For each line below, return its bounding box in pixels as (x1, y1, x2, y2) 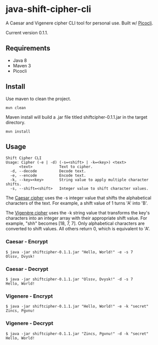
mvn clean (5, 105, 26, 110)
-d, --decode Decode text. (10, 169, 86, 174)
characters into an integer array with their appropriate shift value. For (5, 215, 148, 221)
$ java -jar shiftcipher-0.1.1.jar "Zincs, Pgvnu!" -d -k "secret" (5, 331, 149, 336)
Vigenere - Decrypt (5, 320, 54, 327)
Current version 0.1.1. (5, 29, 48, 35)
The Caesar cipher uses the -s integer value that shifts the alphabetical (5, 195, 152, 201)
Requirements (5, 44, 50, 53)
